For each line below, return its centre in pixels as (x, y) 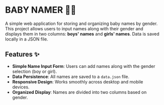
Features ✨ (22, 54)
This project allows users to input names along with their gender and (74, 28)
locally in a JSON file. (27, 39)
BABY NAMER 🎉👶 (41, 10)
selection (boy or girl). (35, 71)
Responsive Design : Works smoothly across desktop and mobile (78, 82)
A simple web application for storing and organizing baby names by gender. (82, 23)
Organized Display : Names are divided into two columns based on (79, 92)
